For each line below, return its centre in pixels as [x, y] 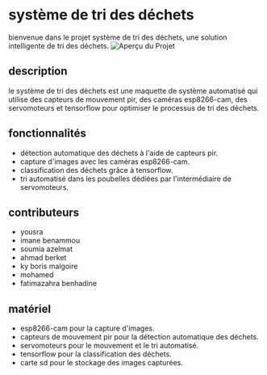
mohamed [37, 275]
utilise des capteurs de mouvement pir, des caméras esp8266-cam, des [128, 99]
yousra [31, 232]
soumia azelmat [46, 249]
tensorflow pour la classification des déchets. [96, 354]
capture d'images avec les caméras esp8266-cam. [105, 161]
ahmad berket [43, 258]
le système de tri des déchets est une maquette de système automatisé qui [133, 91]
